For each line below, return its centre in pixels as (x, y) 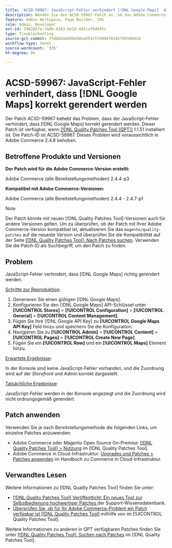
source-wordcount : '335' (32, 48)
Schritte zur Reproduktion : (33, 289)
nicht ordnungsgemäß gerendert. (40, 399)
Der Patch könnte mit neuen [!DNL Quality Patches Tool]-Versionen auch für (85, 219)
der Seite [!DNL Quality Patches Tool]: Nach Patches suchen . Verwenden (82, 240)
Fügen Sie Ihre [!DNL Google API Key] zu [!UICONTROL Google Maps (86, 321)
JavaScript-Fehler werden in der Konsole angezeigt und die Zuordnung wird (85, 394)
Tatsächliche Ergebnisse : (32, 384)
